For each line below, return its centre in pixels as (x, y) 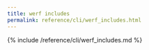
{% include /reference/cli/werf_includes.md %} (75, 40)
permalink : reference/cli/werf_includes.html (74, 20)
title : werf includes (39, 14)
